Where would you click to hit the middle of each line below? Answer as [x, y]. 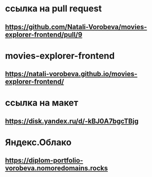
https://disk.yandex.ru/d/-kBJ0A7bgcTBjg [72, 121]
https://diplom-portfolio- [44, 160]
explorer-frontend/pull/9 [44, 34]
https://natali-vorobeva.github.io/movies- [71, 74]
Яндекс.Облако [38, 142]
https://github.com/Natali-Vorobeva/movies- [76, 27]
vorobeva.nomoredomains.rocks [57, 168]
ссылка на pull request [53, 9]
